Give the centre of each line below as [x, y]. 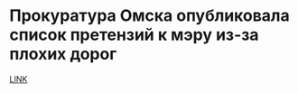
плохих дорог [63, 54]
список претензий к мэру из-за [134, 35]
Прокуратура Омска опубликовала [150, 16]
